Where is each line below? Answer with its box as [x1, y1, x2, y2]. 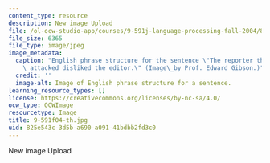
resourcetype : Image [8, 109, 78, 117]
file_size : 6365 [8, 34, 63, 43]
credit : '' [15, 71, 52, 79]
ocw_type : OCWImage [8, 101, 74, 109]
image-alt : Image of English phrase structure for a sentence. [15, 79, 231, 87]
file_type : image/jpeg [8, 42, 84, 50]
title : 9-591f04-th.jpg [8, 116, 88, 124]
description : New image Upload [8, 19, 113, 27]
